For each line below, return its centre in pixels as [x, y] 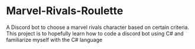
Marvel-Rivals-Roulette [65, 11]
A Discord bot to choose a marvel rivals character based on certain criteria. [98, 27]
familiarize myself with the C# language [54, 40]
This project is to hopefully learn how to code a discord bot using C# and [95, 33]
